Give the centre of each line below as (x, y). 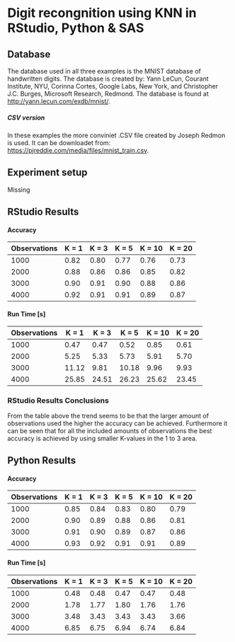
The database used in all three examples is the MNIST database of (104, 71)
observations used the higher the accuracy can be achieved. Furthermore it (117, 423)
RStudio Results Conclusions (58, 400)
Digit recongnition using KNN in (102, 13)
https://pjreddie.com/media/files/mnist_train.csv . (78, 150)
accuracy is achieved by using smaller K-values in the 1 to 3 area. (102, 438)
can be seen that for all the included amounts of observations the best (110, 430)
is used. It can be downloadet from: (59, 142)
